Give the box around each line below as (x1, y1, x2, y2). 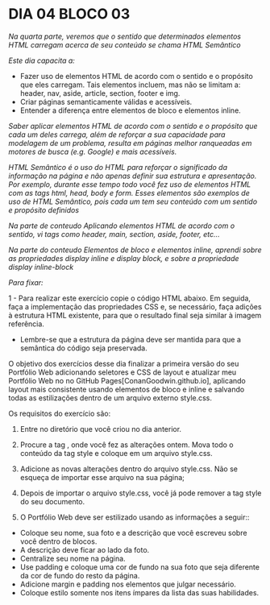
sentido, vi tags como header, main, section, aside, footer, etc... (8, 229, 220, 238)
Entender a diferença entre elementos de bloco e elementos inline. (19, 106, 242, 115)
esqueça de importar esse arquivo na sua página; (19, 472, 185, 482)
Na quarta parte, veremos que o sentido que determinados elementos (8, 31, 242, 41)
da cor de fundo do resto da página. (19, 570, 140, 580)
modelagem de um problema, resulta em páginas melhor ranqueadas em (8, 138, 252, 147)
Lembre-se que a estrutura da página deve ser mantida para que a (19, 334, 242, 344)
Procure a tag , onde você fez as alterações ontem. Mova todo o (19, 440, 234, 450)
